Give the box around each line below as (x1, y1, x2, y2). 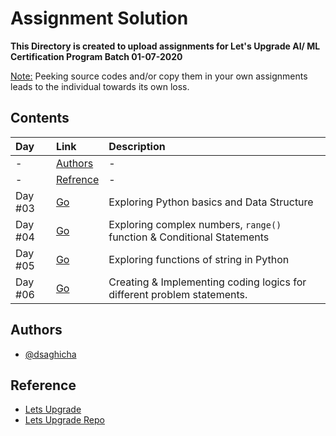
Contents (10, 110, 70, 127)
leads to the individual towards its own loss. (10, 80, 190, 92)
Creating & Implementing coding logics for (108, 275, 307, 289)
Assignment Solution (10, 7, 189, 30)
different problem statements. (108, 287, 248, 301)
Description (108, 139, 166, 153)
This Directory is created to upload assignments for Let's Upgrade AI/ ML (10, 40, 321, 52)
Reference (10, 377, 77, 394)
